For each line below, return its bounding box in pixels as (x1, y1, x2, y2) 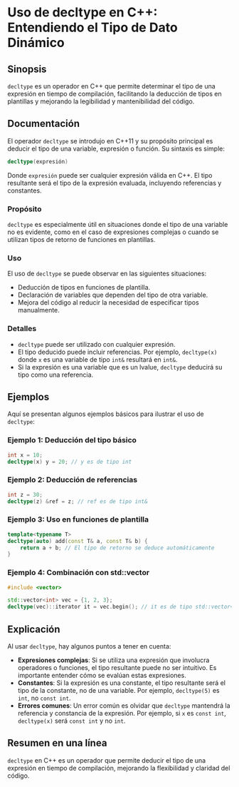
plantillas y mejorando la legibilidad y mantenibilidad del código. (7, 97, 195, 106)
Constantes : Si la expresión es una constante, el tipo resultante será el (17, 679, 226, 687)
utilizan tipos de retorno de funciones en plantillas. (7, 235, 156, 243)
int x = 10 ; (7, 451, 43, 459)
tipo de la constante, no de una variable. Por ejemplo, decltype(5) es (17, 686, 221, 695)
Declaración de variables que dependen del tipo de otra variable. (17, 290, 208, 300)
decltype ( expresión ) (7, 158, 69, 165)
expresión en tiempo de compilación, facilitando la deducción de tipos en (7, 90, 222, 98)
